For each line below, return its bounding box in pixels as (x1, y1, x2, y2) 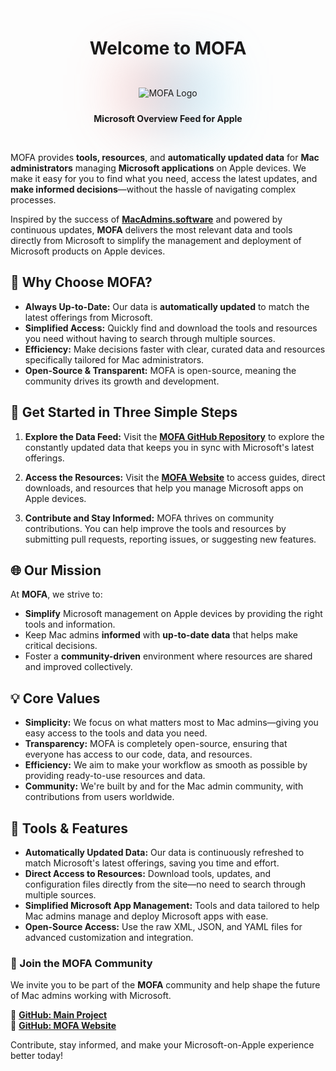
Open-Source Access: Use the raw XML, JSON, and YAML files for (24, 921, 303, 932)
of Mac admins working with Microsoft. (10, 990, 172, 1002)
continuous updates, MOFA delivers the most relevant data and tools (10, 223, 293, 236)
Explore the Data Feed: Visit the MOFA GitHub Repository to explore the (24, 430, 325, 442)
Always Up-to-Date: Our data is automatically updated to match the (24, 300, 310, 312)
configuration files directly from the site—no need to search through (24, 878, 306, 890)
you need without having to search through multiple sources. (24, 332, 276, 344)
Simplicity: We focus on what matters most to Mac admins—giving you (24, 717, 319, 729)
